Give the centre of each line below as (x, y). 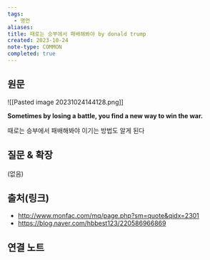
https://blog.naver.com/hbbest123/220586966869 (92, 223)
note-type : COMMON (35, 47)
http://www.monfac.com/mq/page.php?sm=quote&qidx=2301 (109, 216)
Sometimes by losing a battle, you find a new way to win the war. (105, 115)
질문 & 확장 (30, 155)
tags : (15, 14)
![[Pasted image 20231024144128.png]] (65, 102)
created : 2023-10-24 (38, 41)
